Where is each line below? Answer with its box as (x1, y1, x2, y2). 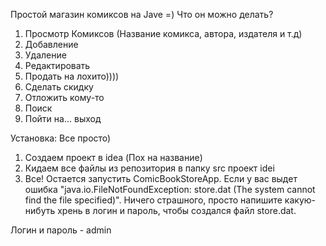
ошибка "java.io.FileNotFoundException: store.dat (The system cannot (24, 184, 316, 195)
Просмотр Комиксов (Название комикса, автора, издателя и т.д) (24, 28, 303, 39)
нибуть (24, 205, 56, 216)
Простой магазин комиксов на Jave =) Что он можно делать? (10, 9, 274, 20)
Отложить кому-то (24, 92, 105, 103)
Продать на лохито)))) (24, 70, 120, 82)
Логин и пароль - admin (10, 224, 112, 236)
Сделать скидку (24, 81, 94, 93)
